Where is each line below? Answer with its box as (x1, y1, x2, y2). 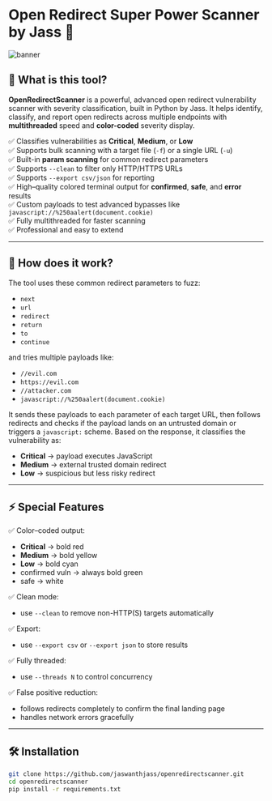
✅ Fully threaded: (8, 656, 66, 666)
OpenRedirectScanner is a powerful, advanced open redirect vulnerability (8, 95, 257, 104)
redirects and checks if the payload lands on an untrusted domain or (8, 418, 236, 428)
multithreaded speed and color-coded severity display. (8, 120, 196, 130)
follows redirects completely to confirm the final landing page (19, 704, 225, 714)
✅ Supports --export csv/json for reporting (8, 173, 155, 182)
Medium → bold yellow (19, 551, 98, 560)
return (19, 321, 43, 329)
